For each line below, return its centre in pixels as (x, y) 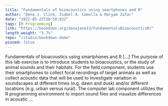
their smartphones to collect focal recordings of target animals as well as (81, 72)
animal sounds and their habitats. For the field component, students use (80, 67)
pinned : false (20, 42)
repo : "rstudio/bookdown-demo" (38, 38)
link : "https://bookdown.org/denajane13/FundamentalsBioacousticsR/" (80, 28)
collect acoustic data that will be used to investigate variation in (71, 77)
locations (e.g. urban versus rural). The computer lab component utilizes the (84, 88)
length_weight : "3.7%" (29, 33)
